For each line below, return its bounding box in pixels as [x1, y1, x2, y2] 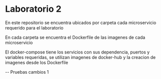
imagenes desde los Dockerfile [5, 59, 68, 65]
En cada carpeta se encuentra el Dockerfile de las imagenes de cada [5, 34, 146, 40]
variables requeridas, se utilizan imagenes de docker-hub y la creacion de [5, 54, 156, 60]
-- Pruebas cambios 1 [5, 69, 49, 75]
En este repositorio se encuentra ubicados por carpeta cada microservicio [5, 20, 157, 26]
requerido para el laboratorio [5, 25, 64, 30]
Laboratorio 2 [5, 3, 62, 15]
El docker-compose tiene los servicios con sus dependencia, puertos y [5, 49, 150, 55]
